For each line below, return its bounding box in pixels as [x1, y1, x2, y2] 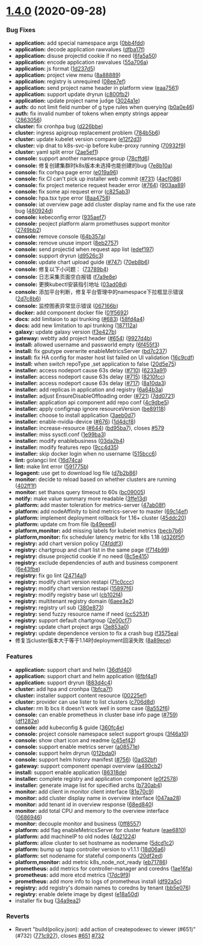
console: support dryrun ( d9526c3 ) [14, 252, 104, 259]
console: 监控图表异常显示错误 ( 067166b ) [14, 302, 118, 310]
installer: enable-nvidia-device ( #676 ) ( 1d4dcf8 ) [14, 418, 136, 425]
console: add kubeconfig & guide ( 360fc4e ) [14, 724, 124, 731]
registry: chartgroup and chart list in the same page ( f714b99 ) [14, 546, 170, 553]
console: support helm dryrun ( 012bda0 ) [14, 749, 117, 757]
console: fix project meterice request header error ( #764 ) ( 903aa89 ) [14, 182, 186, 189]
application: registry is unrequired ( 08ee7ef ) [14, 78, 126, 85]
